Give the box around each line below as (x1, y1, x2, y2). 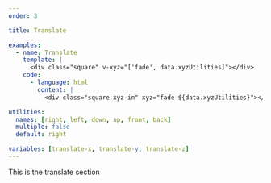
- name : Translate (15, 48, 78, 56)
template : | (23, 56, 63, 64)
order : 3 (8, 11, 38, 20)
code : (23, 71, 42, 79)
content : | (37, 85, 74, 94)
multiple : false (15, 123, 70, 131)
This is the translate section (8, 167, 101, 177)
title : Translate (8, 26, 67, 35)
